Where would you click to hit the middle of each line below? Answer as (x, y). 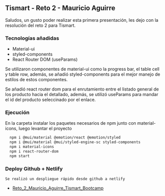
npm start (20, 156)
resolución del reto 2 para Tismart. (40, 25)
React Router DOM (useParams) (45, 59)
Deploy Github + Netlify (34, 169)
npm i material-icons (32, 147)
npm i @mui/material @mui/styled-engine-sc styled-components (75, 142)
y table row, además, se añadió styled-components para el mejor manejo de (83, 74)
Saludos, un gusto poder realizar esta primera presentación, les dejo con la (82, 20)
